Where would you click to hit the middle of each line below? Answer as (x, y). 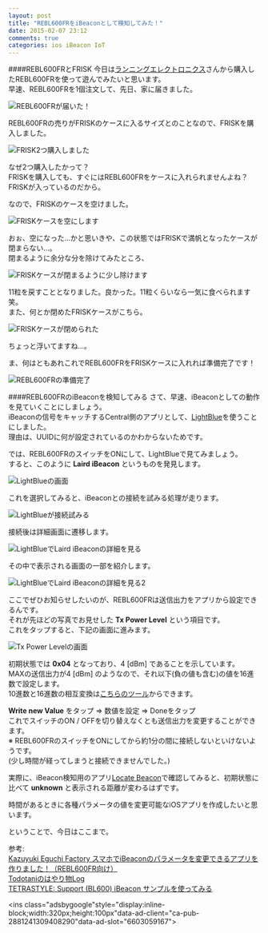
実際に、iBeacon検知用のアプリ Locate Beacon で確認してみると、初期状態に (134, 778)
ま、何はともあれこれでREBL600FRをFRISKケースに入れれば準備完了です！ (132, 363)
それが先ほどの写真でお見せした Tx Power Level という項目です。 (116, 620)
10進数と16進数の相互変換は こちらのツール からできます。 (103, 694)
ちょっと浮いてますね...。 (50, 346)
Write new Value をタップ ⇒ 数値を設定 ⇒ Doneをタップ (102, 711)
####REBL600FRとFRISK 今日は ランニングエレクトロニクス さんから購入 (128, 70)
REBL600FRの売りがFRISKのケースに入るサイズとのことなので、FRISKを (128, 123)
